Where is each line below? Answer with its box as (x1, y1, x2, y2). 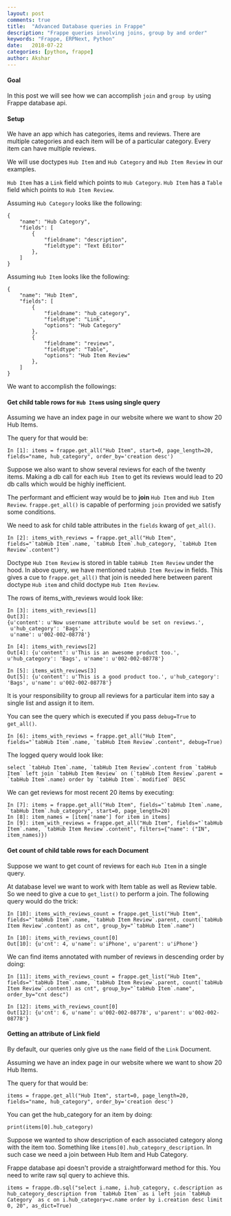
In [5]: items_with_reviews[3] (7, 668, 97, 674)
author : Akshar (7, 55, 51, 62)
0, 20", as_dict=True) (7, 1202, 72, 1209)
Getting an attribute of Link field (7, 1030, 100, 1038)
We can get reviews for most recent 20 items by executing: (7, 789, 175, 797)
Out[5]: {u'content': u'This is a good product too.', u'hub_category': (7, 674, 220, 681)
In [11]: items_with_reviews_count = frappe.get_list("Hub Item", (7, 973, 201, 980)
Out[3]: (7, 613, 30, 620)
